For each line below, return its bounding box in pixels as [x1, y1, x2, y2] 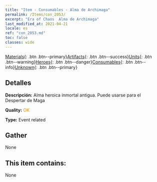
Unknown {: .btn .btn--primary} [14, 64, 78, 70]
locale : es [5, 26, 28, 31]
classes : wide [5, 40, 35, 45]
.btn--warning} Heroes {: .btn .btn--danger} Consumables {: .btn [5, 58, 133, 65]
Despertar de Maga [5, 97, 45, 103]
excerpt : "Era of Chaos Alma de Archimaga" [5, 16, 99, 21]
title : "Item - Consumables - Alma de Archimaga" [5, 7, 111, 12]
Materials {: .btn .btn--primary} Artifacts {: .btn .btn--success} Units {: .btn [5, 53, 152, 59]
